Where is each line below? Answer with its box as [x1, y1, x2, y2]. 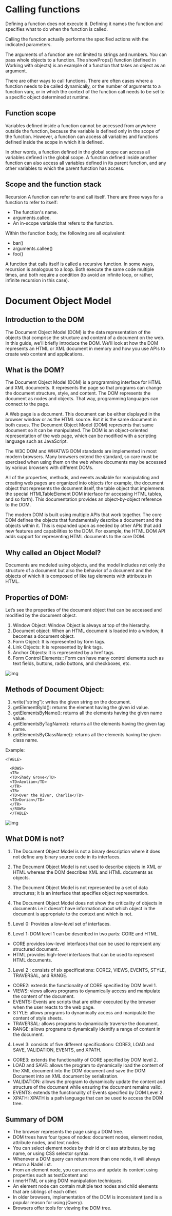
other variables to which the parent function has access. [5, 165, 125, 171]
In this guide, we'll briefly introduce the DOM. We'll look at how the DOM [5, 340, 158, 346]
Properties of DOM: [5, 593, 68, 602]
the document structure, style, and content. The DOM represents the [5, 390, 150, 396]
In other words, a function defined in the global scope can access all [5, 149, 150, 155]
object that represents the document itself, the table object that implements [5, 485, 165, 492]
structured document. [12, 946, 59, 952]
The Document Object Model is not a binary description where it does [12, 848, 161, 854]
